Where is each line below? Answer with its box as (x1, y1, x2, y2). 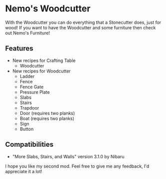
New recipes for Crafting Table (12, 58, 76, 63)
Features (5, 44, 33, 53)
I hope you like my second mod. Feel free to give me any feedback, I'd (5, 163, 150, 169)
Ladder (19, 73, 35, 79)
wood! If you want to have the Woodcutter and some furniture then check (5, 24, 156, 30)
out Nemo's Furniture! (5, 30, 50, 36)
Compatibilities (5, 140, 54, 149)
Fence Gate (19, 84, 44, 90)
